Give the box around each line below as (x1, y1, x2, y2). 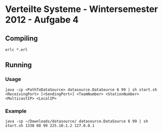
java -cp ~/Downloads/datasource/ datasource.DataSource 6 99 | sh (5, 118, 149, 123)
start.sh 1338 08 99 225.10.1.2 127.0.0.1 (5, 123, 95, 128)
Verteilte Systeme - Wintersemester (5, 3, 158, 15)
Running (5, 61, 32, 69)
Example (5, 107, 27, 114)
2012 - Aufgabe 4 (5, 14, 79, 25)
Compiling (5, 34, 38, 42)
